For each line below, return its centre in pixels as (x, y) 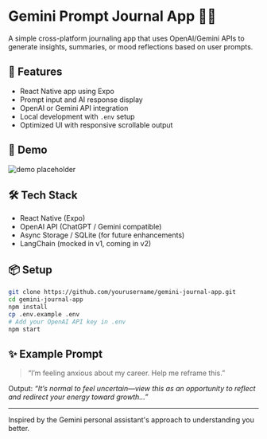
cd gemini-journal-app (46, 300)
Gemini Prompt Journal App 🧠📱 (112, 16)
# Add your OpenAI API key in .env (67, 322)
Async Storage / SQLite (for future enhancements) (102, 235)
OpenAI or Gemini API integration (74, 108)
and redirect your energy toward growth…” (78, 397)
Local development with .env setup (77, 116)
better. (19, 429)
